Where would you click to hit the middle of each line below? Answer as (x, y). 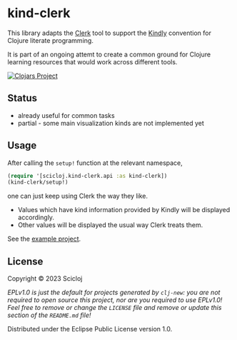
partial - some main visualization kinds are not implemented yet (111, 123)
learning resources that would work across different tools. (92, 61)
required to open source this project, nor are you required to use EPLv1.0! (115, 300)
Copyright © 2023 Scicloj (45, 279)
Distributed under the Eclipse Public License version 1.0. (90, 329)
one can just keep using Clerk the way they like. (78, 196)
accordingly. (36, 217)
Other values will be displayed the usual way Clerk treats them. (110, 225)
